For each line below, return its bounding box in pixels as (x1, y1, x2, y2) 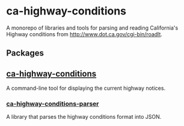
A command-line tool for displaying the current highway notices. (6, 84, 166, 92)
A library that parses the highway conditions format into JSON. (6, 113, 162, 121)
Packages (6, 48, 44, 58)
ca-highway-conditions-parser (6, 99, 99, 108)
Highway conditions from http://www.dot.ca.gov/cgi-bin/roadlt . (6, 30, 162, 37)
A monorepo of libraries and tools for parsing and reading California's (6, 24, 179, 31)
